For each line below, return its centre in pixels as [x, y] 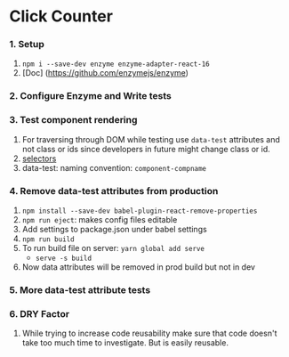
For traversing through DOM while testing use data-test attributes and [151, 139]
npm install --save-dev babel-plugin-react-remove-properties [140, 211]
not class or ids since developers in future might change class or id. [146, 149]
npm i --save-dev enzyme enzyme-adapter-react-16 [116, 64]
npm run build [48, 239]
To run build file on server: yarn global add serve [113, 248]
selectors [39, 158]
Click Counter [61, 16]
